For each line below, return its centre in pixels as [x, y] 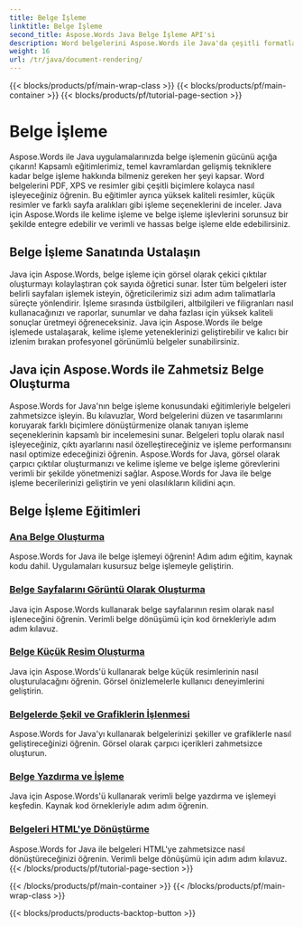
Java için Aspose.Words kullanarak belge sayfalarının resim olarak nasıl [142, 609]
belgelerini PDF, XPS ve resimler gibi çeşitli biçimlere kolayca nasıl [132, 185]
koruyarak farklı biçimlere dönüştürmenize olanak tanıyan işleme [129, 425]
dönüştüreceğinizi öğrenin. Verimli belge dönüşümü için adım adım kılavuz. [148, 858]
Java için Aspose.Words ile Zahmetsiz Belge [137, 370]
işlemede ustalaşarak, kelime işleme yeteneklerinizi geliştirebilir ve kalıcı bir [149, 332]
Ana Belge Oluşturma [57, 536]
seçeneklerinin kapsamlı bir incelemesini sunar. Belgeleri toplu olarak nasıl [147, 434]
